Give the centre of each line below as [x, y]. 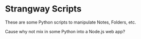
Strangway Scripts [43, 9]
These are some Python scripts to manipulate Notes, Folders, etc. [70, 22]
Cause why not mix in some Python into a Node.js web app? [65, 31]
